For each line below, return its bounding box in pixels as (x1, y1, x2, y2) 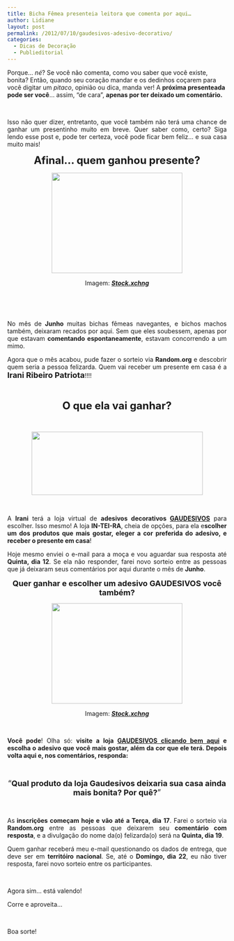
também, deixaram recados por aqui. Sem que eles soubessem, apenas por (7, 326, 227, 335)
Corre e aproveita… (7, 900, 63, 908)
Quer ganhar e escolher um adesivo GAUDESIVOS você (12, 578, 222, 588)
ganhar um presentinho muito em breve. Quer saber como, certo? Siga (7, 125, 227, 133)
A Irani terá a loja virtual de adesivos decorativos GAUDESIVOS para (7, 514, 227, 523)
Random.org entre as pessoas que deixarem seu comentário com (7, 824, 227, 832)
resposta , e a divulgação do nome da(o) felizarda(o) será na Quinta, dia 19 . (7, 831, 224, 839)
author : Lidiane (7, 17, 54, 24)
